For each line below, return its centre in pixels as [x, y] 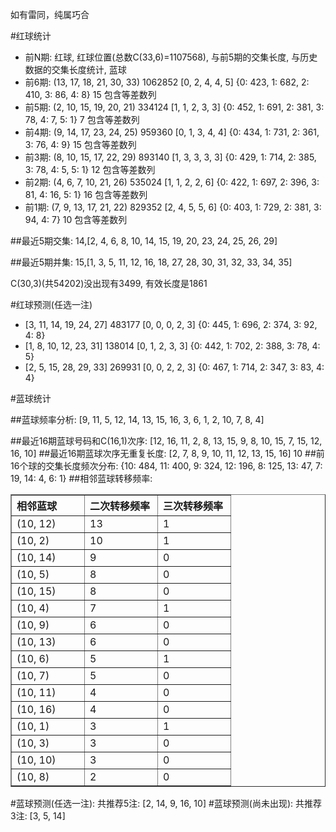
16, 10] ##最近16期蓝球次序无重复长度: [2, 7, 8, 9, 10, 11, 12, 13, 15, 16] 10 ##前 [167, 453]
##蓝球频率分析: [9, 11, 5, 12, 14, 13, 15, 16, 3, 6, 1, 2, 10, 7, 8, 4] [137, 419]
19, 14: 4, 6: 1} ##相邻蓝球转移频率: [81, 478]
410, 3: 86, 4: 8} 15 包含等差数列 [90, 94]
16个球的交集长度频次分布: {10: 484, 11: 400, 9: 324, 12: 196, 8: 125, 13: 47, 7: [166, 466]
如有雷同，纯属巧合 [50, 14]
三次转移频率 [193, 506]
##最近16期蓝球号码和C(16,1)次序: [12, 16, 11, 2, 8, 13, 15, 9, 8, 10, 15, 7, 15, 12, [166, 441]
